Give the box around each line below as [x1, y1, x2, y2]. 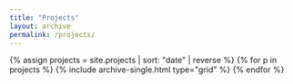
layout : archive [9, 22, 71, 31]
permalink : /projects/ [9, 30, 96, 39]
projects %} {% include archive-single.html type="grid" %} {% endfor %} [9, 64, 285, 75]
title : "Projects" [9, 13, 79, 23]
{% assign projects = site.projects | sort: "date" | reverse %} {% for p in [9, 55, 278, 66]
